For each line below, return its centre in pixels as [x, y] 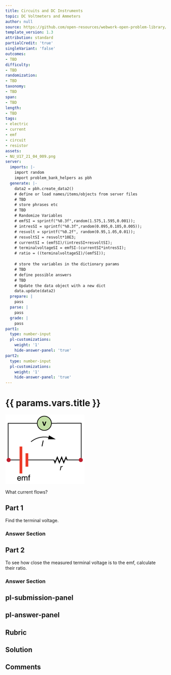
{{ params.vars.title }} [53, 403]
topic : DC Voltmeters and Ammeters [43, 16]
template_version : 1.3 [29, 32]
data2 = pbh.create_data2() [44, 189]
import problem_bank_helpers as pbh [53, 178]
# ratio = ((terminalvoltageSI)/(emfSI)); [60, 253]
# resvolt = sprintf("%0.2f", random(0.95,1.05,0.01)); [75, 232]
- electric [17, 124]
